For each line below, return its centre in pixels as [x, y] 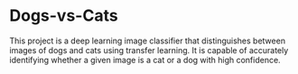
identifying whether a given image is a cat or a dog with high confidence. [145, 60]
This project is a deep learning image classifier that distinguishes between [148, 41]
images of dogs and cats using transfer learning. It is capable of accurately [149, 50]
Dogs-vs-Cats [64, 16]
